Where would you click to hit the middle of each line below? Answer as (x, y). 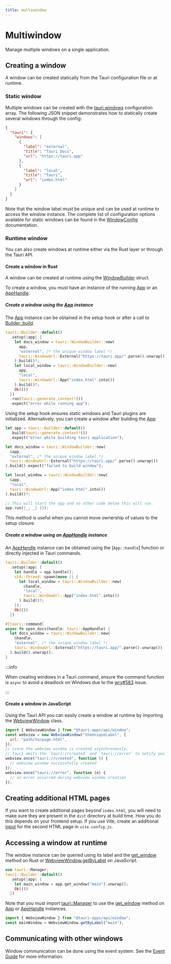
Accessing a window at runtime (56, 843)
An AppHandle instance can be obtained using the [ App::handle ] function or (85, 548)
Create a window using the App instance (49, 305)
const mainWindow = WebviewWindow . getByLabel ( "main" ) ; (65, 923)
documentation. (22, 225)
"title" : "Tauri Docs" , (49, 152)
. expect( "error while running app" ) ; (50, 404)
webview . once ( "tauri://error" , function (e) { (55, 773)
